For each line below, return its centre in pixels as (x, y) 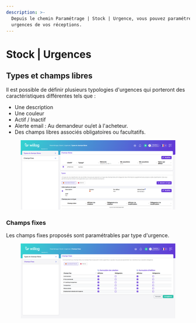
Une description (34, 107)
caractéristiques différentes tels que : (51, 96)
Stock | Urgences (49, 54)
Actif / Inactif (30, 120)
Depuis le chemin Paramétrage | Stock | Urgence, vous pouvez (88, 18)
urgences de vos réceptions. (47, 25)
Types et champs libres (49, 76)
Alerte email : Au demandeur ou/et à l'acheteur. (71, 126)
